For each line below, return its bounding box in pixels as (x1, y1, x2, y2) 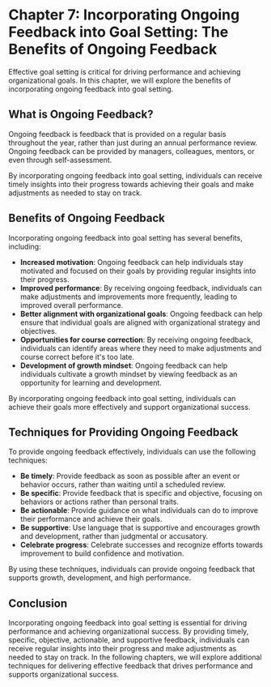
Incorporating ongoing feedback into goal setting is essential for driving (8, 618, 248, 628)
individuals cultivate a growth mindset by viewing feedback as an (19, 369, 238, 378)
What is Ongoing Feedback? (8, 108, 154, 122)
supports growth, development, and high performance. (8, 573, 192, 582)
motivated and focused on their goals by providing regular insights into (19, 266, 256, 275)
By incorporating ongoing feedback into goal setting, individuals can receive (8, 170, 263, 180)
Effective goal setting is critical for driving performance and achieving (8, 66, 241, 76)
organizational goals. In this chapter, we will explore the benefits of (8, 75, 231, 85)
